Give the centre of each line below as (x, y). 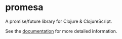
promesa (24, 7)
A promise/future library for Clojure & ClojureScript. (59, 21)
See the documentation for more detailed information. (61, 31)
